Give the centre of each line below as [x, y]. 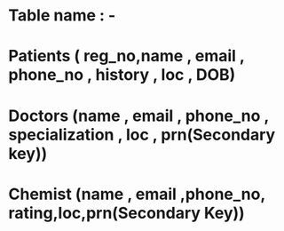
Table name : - [62, 16]
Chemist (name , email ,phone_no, [137, 194]
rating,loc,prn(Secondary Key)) [126, 213]
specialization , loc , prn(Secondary [142, 135]
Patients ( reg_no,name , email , [126, 56]
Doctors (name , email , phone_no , [139, 115]
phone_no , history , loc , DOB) [122, 75]
